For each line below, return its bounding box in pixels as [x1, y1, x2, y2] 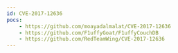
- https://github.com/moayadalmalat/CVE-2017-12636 [19, 23, 171, 30]
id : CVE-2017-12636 [6, 10, 63, 17]
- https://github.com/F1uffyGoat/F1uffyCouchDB [19, 29, 159, 36]
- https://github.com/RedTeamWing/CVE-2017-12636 [19, 36, 166, 43]
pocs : [6, 17, 22, 23]
